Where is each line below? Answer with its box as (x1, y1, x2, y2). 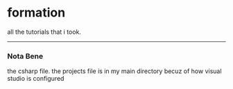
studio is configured (7, 75, 64, 83)
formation (7, 5, 66, 21)
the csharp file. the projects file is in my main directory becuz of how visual (7, 67, 222, 75)
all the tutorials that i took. (7, 28, 82, 36)
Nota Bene (7, 51, 44, 61)
